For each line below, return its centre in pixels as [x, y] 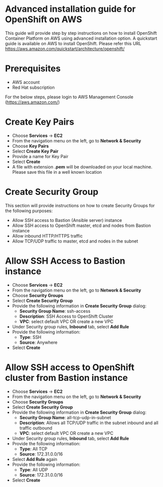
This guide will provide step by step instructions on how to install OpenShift [81, 33]
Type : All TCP [33, 449]
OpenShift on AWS [44, 19]
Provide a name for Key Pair [40, 156]
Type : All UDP [34, 469]
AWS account [26, 82]
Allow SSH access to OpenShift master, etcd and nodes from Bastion [81, 225]
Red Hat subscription [33, 87]
